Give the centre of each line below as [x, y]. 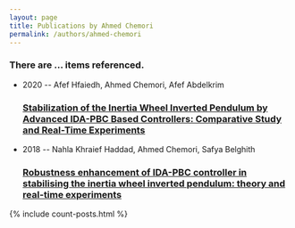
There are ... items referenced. [77, 65]
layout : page [34, 17]
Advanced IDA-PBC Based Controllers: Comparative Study [152, 118]
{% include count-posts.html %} [68, 214]
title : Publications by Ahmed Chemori [81, 26]
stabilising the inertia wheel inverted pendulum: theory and [154, 183]
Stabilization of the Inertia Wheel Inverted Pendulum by [145, 108]
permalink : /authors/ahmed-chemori [76, 34]
